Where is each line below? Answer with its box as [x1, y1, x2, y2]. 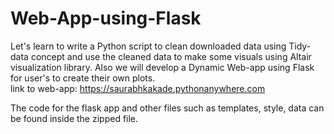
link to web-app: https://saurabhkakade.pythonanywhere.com [10, 82, 266, 94]
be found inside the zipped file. [10, 112, 139, 124]
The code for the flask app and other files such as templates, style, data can [10, 102, 325, 114]
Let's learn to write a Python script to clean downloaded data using [10, 40, 287, 52]
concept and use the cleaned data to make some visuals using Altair [30, 50, 312, 62]
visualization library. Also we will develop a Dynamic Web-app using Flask [10, 61, 315, 73]
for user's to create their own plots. [10, 72, 156, 84]
